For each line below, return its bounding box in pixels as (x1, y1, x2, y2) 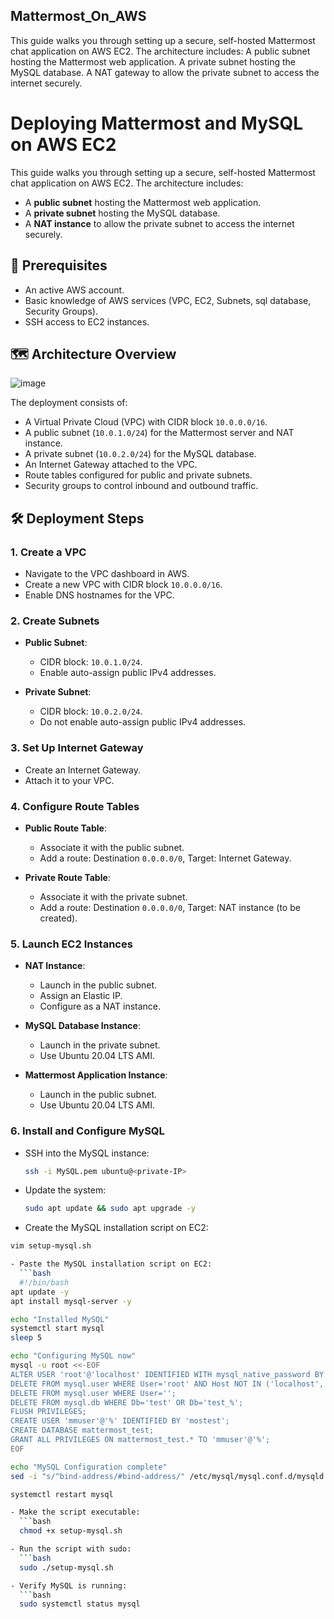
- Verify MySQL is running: (10, 1580, 128, 1591)
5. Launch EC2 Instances (10, 937, 133, 951)
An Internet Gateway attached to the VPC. (24, 459, 198, 471)
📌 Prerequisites (10, 257, 108, 274)
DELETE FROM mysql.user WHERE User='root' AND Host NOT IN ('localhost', (10, 1379, 325, 1389)
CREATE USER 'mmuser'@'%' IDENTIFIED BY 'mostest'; (10, 1416, 230, 1426)
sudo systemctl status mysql (19, 1599, 141, 1609)
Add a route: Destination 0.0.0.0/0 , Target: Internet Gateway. (39, 852, 292, 864)
